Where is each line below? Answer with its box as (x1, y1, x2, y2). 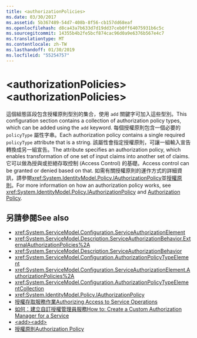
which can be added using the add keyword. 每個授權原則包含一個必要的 (6, 124, 181, 131)
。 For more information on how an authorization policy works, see (11, 182, 172, 189)
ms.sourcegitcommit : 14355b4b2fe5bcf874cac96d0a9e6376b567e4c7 (6, 31, 165, 36)
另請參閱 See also (6, 213, 69, 223)
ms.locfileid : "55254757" (6, 52, 69, 58)
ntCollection (14, 285, 44, 292)
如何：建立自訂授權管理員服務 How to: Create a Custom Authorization (14, 306, 182, 313)
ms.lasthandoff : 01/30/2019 (6, 47, 75, 53)
